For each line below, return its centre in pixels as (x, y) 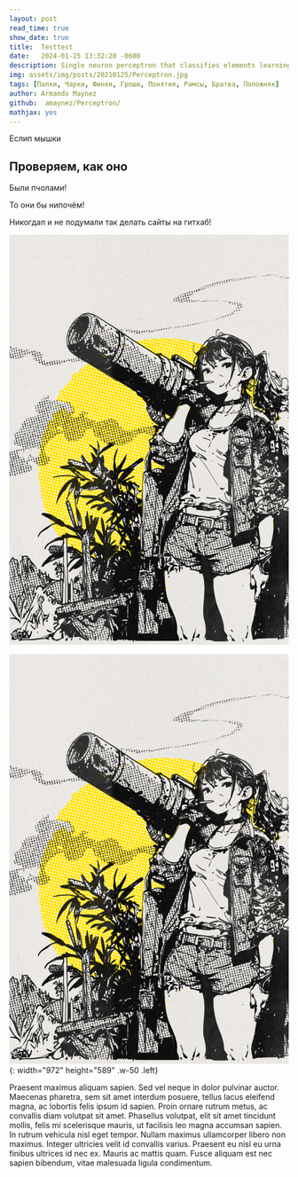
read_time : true (39, 28)
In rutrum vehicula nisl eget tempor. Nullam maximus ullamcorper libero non (148, 1134)
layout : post (33, 19)
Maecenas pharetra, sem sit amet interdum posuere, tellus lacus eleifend (142, 1096)
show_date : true (39, 37)
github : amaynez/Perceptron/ (65, 103)
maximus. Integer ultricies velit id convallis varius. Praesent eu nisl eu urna (145, 1143)
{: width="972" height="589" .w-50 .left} (84, 1070)
